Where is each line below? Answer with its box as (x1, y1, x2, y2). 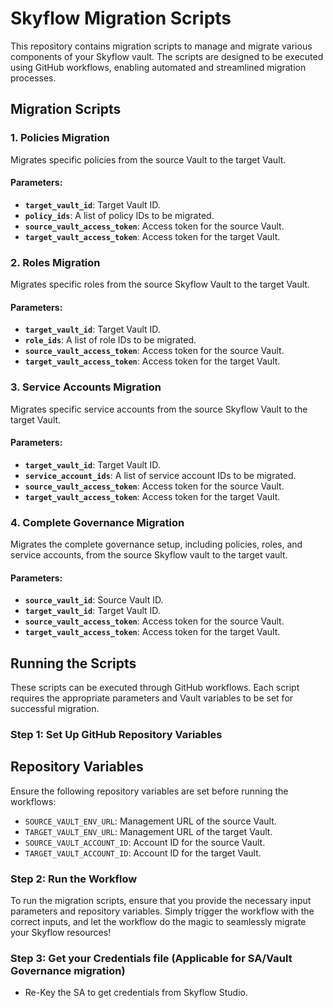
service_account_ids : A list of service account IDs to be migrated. (24, 469, 297, 481)
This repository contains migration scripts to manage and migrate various (10, 40, 313, 52)
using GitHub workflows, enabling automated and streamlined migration (10, 61, 307, 73)
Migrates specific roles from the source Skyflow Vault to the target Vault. (10, 278, 310, 291)
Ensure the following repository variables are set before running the (10, 785, 289, 797)
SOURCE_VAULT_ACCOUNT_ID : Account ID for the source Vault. (24, 836, 266, 848)
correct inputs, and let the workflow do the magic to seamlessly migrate (10, 916, 307, 928)
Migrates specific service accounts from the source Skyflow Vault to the (10, 403, 308, 415)
